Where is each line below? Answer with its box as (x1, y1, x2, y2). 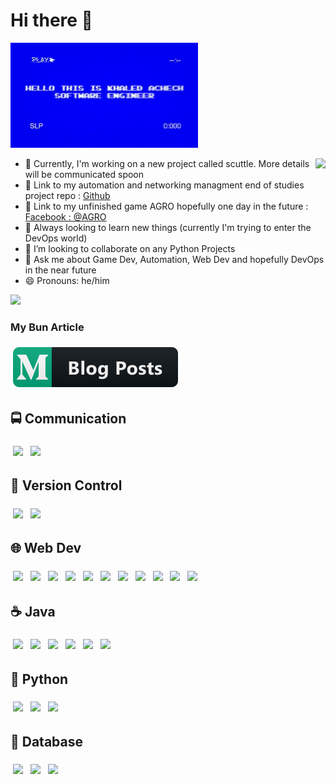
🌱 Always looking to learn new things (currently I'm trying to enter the (24, 221, 312, 233)
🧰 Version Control (10, 477, 123, 494)
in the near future (24, 264, 97, 276)
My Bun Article (10, 320, 85, 334)
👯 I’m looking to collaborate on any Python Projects (24, 242, 236, 254)
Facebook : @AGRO (24, 210, 107, 223)
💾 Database (10, 733, 84, 750)
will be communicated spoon (24, 168, 145, 180)
